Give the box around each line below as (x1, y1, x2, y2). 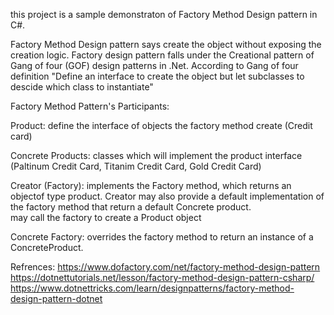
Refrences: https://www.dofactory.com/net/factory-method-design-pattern (10, 261, 321, 273)
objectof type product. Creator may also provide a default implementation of (10, 190, 325, 202)
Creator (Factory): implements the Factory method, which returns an (10, 180, 292, 191)
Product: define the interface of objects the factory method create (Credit (10, 120, 313, 131)
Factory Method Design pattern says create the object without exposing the (10, 39, 322, 50)
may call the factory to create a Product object (10, 212, 202, 223)
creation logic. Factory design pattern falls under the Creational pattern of (10, 49, 315, 61)
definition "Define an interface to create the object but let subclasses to (10, 70, 305, 82)
